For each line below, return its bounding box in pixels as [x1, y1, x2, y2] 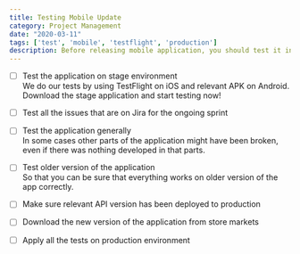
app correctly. [21, 182, 74, 193]
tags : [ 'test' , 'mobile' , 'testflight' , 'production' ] [9, 37, 218, 47]
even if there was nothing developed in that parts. [21, 144, 205, 156]
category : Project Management [9, 21, 122, 30]
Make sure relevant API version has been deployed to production [21, 199, 262, 209]
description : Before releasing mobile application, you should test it [9, 46, 281, 55]
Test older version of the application [21, 162, 155, 173]
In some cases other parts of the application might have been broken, [21, 135, 279, 146]
